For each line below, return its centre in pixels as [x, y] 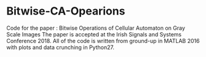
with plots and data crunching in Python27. [61, 47]
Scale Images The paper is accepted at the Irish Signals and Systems [94, 34]
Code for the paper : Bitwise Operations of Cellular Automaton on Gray [96, 28]
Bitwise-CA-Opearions [66, 11]
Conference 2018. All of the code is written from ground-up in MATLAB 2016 [103, 41]
